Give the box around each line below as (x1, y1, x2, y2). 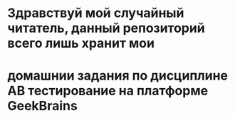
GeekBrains (7, 98, 78, 114)
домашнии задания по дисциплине (7, 68, 228, 84)
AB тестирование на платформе (7, 83, 209, 99)
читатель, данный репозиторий (7, 20, 205, 36)
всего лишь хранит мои (7, 36, 155, 51)
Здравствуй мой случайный (7, 5, 184, 21)
